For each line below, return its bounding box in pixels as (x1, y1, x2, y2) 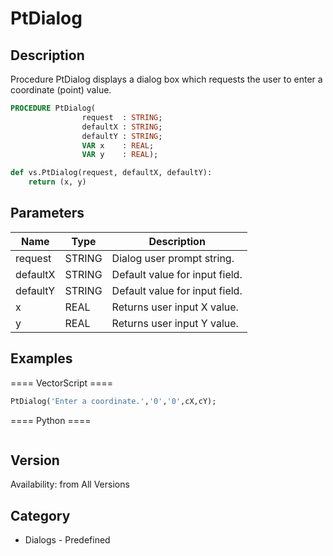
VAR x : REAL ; (81, 140, 155, 151)
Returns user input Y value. (111, 316, 239, 330)
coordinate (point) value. (10, 84, 112, 96)
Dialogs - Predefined (24, 534, 111, 546)
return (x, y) (28, 177, 87, 187)
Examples (10, 350, 73, 367)
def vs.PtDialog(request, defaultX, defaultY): (10, 168, 213, 178)
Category (10, 507, 71, 524)
